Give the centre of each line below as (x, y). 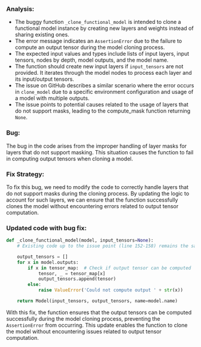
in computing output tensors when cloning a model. (70, 159)
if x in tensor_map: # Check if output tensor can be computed (109, 268)
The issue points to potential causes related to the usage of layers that (101, 105)
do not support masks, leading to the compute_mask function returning (103, 111)
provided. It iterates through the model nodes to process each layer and (103, 73)
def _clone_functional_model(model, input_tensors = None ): (80, 241)
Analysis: (20, 9)
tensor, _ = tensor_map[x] (72, 273)
